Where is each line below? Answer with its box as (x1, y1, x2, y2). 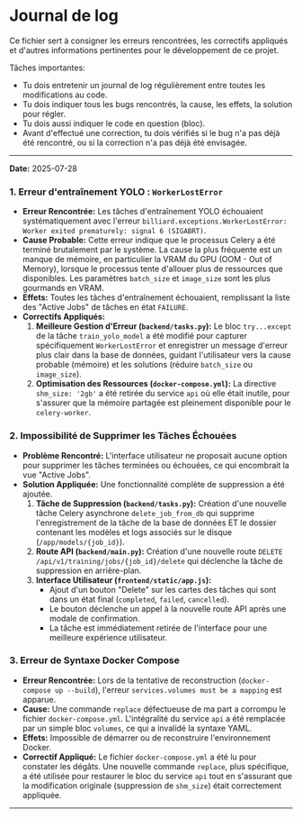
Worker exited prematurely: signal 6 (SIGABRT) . (22, 225, 207, 236)
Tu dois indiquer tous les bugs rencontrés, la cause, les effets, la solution (22, 98, 293, 109)
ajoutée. (22, 488, 53, 499)
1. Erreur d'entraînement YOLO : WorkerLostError (9, 186, 223, 198)
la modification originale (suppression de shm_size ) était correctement (22, 780, 281, 791)
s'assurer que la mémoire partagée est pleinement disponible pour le (35, 397, 291, 408)
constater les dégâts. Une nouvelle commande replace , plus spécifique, (22, 760, 289, 771)
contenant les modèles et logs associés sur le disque (35, 526, 232, 537)
